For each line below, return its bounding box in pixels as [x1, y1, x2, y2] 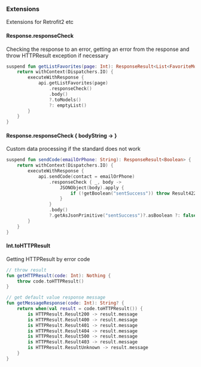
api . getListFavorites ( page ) [38, 80, 109, 86]
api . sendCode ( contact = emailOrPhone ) [38, 173, 135, 180]
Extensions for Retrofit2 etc [6, 19, 74, 26]
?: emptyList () [48, 102, 87, 108]
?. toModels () [48, 96, 82, 103]
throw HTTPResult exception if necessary [6, 51, 109, 59]
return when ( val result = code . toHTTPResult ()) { [17, 306, 144, 312]
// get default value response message [6, 295, 106, 301]
